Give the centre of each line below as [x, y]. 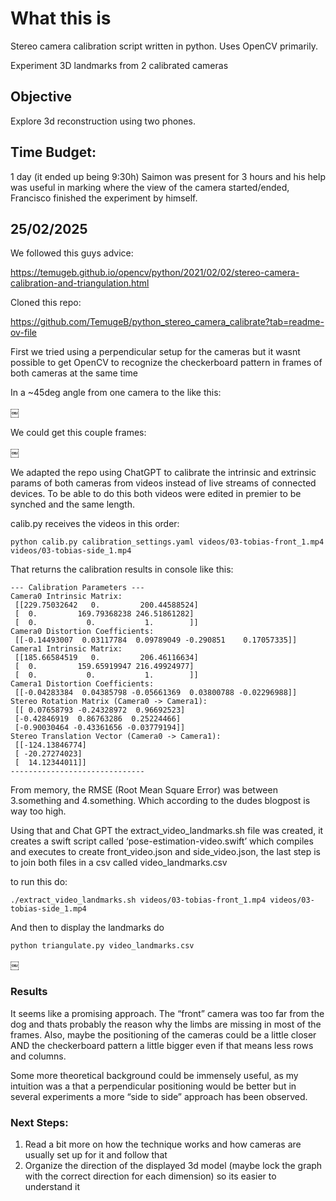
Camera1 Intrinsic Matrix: [66, 649]
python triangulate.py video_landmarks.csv [102, 946]
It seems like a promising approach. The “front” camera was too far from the [167, 1013]
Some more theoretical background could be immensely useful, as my [154, 1075]
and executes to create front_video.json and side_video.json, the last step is [165, 852]
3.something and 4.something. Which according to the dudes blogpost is [160, 801]
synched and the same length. [72, 504]
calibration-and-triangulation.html [80, 283]
